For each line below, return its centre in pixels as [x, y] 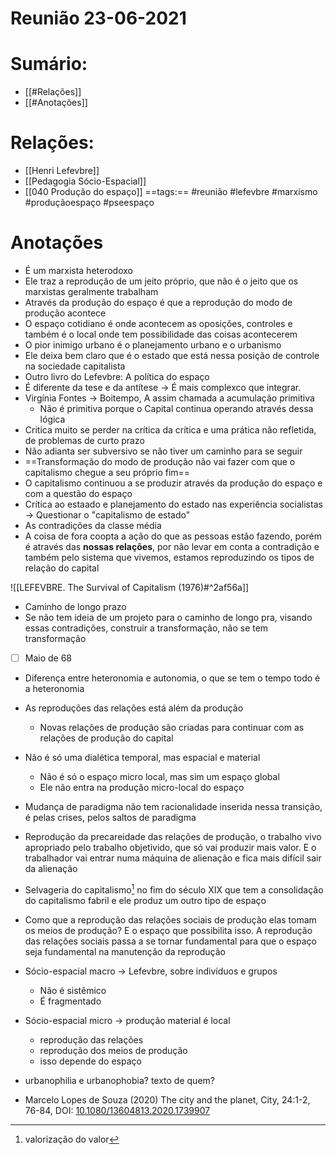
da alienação [51, 869]
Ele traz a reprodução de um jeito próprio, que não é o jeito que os [161, 281]
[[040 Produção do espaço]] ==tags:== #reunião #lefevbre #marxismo [171, 192]
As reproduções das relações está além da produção [134, 708]
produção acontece [65, 313]
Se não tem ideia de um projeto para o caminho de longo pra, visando [168, 617]
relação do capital [62, 568]
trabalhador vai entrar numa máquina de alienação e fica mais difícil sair [173, 858]
